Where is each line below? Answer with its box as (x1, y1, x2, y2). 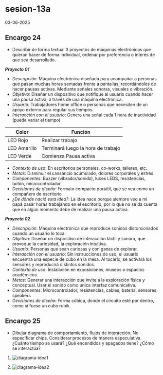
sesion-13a (5, 3, 51, 15)
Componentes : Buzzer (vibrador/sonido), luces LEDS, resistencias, (12, 175, 146, 181)
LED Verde (7, 152, 32, 159)
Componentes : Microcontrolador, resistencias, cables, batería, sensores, (12, 287, 158, 293)
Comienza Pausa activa (41, 152, 95, 159)
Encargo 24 (5, 34, 41, 42)
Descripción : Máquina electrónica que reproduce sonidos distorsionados (12, 225, 158, 231)
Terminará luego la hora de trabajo (41, 144, 121, 151)
